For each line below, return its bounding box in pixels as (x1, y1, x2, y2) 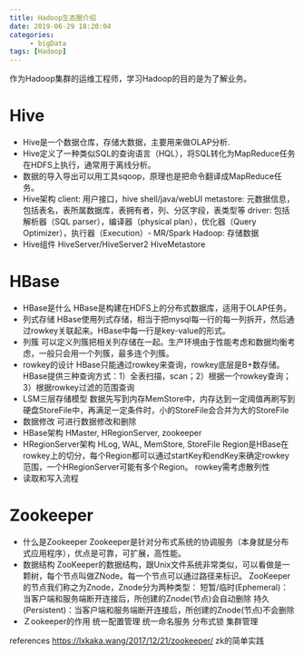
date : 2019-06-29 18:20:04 (9, 22, 112, 31)
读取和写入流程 (22, 473, 79, 483)
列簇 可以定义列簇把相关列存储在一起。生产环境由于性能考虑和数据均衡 (22, 337, 288, 347)
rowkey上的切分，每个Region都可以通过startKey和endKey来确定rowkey (22, 451, 290, 461)
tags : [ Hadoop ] (9, 47, 67, 56)
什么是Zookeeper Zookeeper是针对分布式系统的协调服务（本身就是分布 (22, 536, 289, 547)
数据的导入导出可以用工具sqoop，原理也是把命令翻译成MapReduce (22, 171, 275, 182)
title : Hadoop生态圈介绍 (9, 13, 97, 23)
